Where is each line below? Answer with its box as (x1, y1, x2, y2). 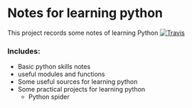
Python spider (28, 92, 70, 101)
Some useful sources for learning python (17, 77, 138, 86)
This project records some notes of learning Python (7, 28, 159, 37)
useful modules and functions (17, 70, 105, 79)
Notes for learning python (7, 5, 164, 21)
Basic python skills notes (17, 63, 91, 71)
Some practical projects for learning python (17, 85, 146, 94)
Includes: (7, 46, 41, 56)
